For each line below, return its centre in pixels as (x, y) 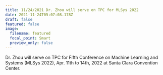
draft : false (19, 19)
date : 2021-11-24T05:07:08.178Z (39, 15)
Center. (13, 68)
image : (12, 29)
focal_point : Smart (30, 39)
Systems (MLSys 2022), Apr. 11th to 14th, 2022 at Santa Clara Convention (82, 63)
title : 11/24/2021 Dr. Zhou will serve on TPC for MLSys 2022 (72, 10)
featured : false (22, 24)
